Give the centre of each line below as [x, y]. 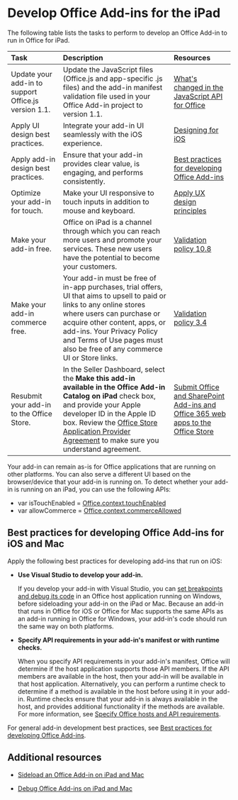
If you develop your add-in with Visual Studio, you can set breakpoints [120, 588]
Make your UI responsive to [108, 193]
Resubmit [27, 396]
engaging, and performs [103, 172]
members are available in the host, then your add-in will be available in [120, 676]
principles [190, 211]
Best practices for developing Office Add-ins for [116, 533]
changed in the [198, 87]
